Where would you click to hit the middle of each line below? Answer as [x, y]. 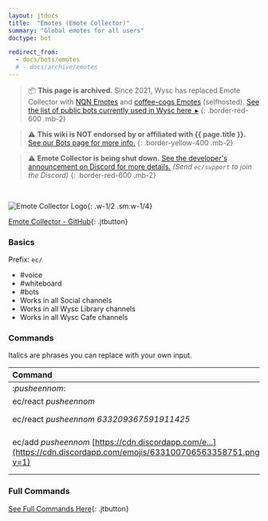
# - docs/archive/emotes [57, 67]
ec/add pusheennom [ [54, 442]
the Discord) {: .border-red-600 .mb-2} [92, 175]
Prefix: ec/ [25, 259]
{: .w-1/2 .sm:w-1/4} [120, 206]
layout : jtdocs [33, 16]
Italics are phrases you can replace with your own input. [100, 355]
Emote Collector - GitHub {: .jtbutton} [68, 221]
